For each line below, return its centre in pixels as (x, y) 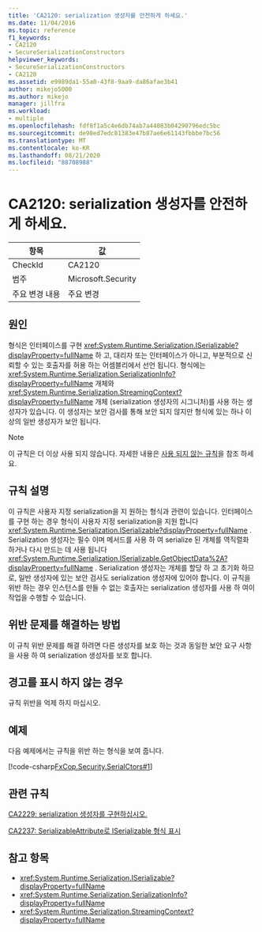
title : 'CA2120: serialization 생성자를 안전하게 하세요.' (98, 15)
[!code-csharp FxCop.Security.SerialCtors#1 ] (80, 767)
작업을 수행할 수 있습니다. (47, 597)
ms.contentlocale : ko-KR (49, 148)
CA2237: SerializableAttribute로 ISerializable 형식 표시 (95, 831)
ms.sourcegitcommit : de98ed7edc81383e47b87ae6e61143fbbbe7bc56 (114, 133)
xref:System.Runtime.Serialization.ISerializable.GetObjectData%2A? (118, 558)
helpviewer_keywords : (44, 60)
